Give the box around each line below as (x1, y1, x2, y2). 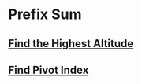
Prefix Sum (8, 5, 82, 24)
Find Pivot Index (8, 63, 89, 76)
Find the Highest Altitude (8, 37, 134, 50)
